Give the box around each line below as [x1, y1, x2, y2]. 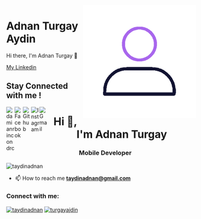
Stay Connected [6, 81, 68, 91]
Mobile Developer [79, 149, 132, 157]
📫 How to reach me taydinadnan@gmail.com [14, 174, 131, 182]
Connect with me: [6, 191, 60, 200]
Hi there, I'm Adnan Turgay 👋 [6, 52, 78, 59]
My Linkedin [6, 63, 37, 70]
